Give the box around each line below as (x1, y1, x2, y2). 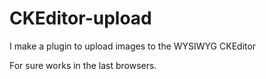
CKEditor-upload (9, 7, 152, 30)
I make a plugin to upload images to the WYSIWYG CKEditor (9, 40, 257, 52)
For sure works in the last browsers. (9, 59, 157, 71)
